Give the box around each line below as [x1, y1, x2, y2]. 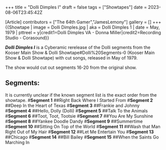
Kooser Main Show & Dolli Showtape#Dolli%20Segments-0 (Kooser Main [5, 50, 155, 55]
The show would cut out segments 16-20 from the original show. [5, 64, 137, 70]
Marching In [5, 139, 30, 145]
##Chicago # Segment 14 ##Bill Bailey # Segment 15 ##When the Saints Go [5, 134, 159, 140]
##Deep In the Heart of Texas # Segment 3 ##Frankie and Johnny [5, 102, 140, 108]
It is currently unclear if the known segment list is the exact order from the [5, 92, 157, 98]
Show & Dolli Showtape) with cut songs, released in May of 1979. [5, 55, 138, 61]
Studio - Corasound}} [5, 35, 50, 41]
